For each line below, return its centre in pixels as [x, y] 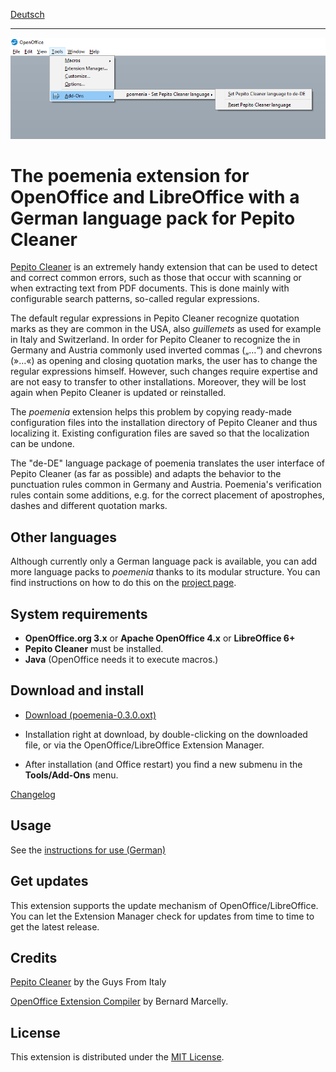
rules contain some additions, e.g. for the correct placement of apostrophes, [167, 495]
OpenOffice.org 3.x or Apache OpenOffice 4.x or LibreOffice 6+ [160, 638]
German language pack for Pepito [153, 218]
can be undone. [42, 444]
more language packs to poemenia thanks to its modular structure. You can [165, 572]
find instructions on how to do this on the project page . [123, 583]
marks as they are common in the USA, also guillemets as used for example [166, 329]
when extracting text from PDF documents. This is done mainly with [150, 288]
